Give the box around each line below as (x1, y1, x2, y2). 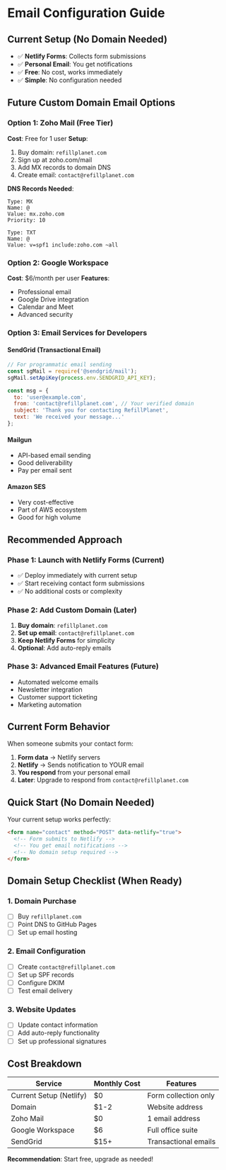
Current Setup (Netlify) (11, 1091, 87, 1101)
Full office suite (147, 1125, 198, 1135)
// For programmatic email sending (7, 361, 112, 369)
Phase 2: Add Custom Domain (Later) (7, 605, 138, 614)
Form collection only (147, 1091, 215, 1101)
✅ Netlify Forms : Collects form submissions (17, 52, 146, 60)
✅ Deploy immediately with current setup (17, 571, 138, 580)
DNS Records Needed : (7, 184, 74, 193)
